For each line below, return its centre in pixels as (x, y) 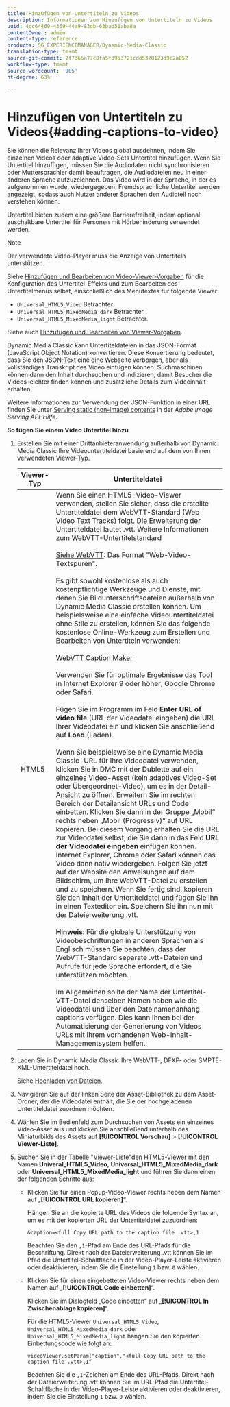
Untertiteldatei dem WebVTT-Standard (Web (128, 513)
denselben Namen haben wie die (145, 1001)
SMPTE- (210, 1060)
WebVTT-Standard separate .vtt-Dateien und (129, 958)
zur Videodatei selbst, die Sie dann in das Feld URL (137, 838)
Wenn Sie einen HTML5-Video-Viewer (118, 495)
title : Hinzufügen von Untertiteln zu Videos (73, 13)
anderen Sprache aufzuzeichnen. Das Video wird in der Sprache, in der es (112, 180)
